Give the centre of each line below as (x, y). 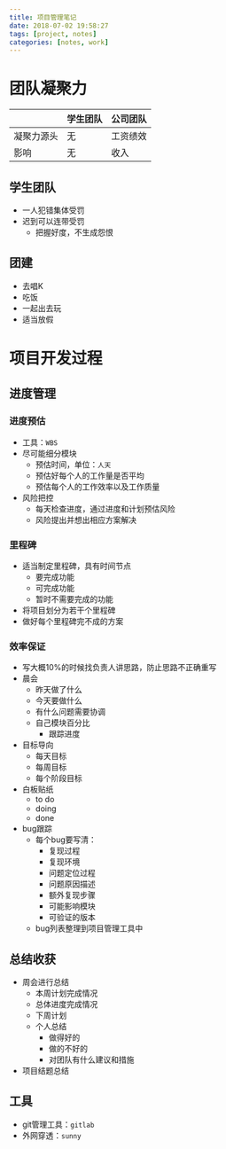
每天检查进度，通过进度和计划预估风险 (105, 508)
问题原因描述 (72, 884)
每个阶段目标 (58, 778)
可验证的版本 (72, 918)
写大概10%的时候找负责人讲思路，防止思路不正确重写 (119, 668)
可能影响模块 (72, 906)
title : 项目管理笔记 (43, 17)
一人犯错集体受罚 (53, 210)
